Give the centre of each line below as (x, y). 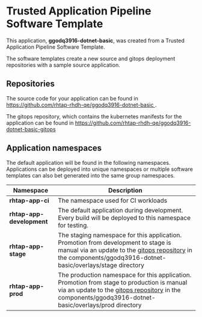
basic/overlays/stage (87, 265)
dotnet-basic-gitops (31, 129)
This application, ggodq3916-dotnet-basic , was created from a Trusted (96, 40)
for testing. (73, 225)
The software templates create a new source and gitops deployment (91, 58)
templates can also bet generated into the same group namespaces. (91, 175)
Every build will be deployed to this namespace (124, 218)
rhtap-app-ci (29, 200)
